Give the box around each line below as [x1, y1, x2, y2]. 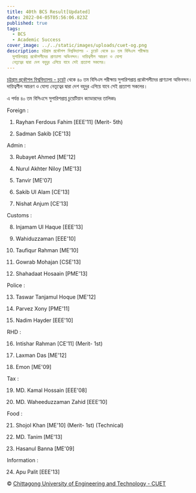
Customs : [7, 211, 32, 219]
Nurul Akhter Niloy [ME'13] [15, 165, 82, 172]
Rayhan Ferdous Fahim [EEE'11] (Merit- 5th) [15, 118, 123, 125]
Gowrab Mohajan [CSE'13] [15, 258, 81, 265]
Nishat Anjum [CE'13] [15, 200, 69, 207]
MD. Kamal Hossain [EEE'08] [15, 386, 87, 394]
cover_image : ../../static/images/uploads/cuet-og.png [7, 43, 147, 49]
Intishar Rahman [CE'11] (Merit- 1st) [15, 340, 103, 347]
